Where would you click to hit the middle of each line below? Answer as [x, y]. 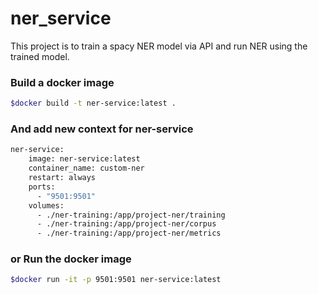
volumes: [46, 205]
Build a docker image [62, 82]
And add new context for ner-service [102, 129]
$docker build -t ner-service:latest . [93, 103]
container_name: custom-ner [86, 168]
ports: [42, 187]
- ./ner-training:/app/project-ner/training [131, 215]
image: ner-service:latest [84, 159]
